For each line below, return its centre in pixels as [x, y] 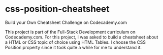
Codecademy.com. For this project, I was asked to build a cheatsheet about [82, 37]
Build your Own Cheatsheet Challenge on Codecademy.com [66, 22]
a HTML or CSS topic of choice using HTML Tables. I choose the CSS [76, 42]
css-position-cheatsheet [57, 9]
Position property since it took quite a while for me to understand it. [73, 47]
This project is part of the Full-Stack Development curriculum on [70, 32]
